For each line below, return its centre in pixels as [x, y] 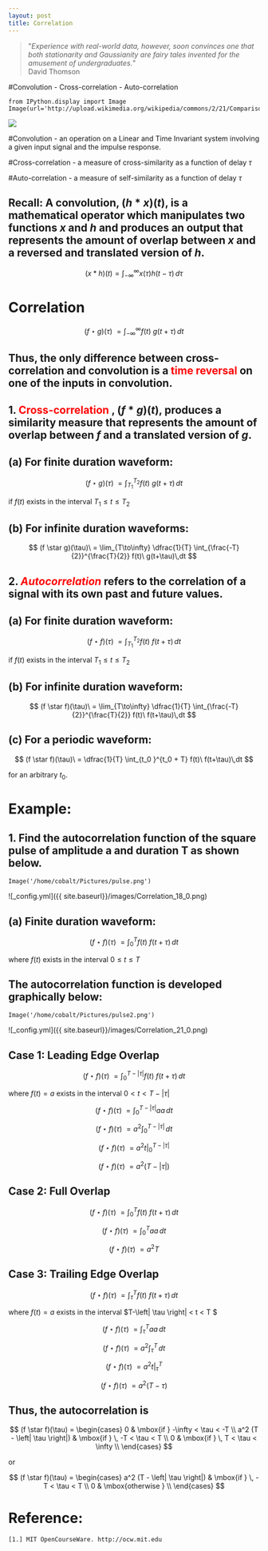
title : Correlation [41, 23]
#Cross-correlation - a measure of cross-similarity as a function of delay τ [130, 162]
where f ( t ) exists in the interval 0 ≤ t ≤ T [75, 959]
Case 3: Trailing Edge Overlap [84, 1274]
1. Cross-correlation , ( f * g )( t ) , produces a [115, 410]
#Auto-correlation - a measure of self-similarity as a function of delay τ [125, 177]
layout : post [30, 16]
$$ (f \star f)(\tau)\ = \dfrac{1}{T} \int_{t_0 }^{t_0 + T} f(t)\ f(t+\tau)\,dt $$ [134, 759]
